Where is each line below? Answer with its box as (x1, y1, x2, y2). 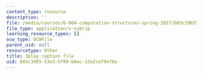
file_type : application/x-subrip (6, 25, 91, 32)
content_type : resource (6, 8, 66, 15)
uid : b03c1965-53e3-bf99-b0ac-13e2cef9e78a (6, 58, 118, 64)
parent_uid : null (6, 42, 50, 48)
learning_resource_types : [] (6, 31, 80, 37)
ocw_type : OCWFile (6, 36, 53, 42)
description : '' (6, 14, 47, 20)
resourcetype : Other (6, 48, 59, 54)
